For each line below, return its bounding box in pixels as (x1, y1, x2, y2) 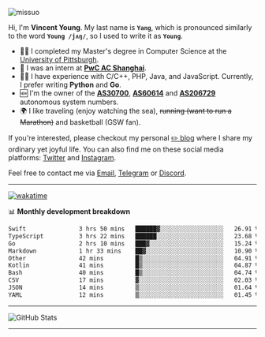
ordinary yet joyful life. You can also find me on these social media (8, 144, 224, 154)
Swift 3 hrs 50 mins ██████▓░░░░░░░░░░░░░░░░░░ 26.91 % (8, 225, 259, 233)
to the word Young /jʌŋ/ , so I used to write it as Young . (8, 32, 183, 40)
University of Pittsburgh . (19, 55, 99, 64)
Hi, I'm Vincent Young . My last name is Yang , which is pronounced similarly (8, 23, 252, 32)
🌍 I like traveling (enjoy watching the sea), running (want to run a (19, 107, 233, 115)
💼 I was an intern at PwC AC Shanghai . (19, 63, 147, 73)
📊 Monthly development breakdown (8, 207, 131, 216)
